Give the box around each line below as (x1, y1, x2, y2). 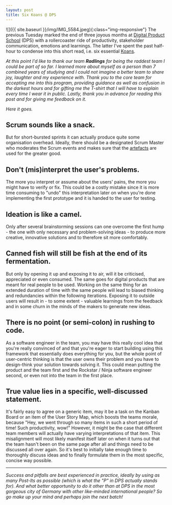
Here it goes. (6, 106, 33, 112)
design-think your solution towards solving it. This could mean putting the (6, 361, 161, 368)
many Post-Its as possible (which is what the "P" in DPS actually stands (6, 477, 158, 484)
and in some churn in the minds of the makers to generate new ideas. (6, 303, 152, 309)
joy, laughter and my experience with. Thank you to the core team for (6, 74, 152, 80)
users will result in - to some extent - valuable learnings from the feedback (6, 297, 163, 304)
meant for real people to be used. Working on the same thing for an (6, 282, 148, 288)
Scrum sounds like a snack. (6, 121, 95, 129)
